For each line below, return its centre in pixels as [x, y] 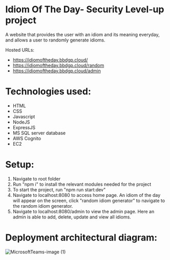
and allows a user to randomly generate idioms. [56, 40]
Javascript [24, 116]
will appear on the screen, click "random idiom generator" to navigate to [89, 201]
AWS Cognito [27, 138]
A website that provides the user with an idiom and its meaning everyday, [82, 34]
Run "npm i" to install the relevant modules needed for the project [82, 184]
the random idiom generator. [43, 206]
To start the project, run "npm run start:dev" [59, 189]
